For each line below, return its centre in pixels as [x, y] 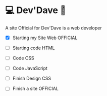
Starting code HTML [34, 48]
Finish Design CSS [32, 78]
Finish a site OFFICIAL [36, 89]
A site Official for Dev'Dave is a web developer [54, 28]
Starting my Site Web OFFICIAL [45, 38]
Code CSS [23, 58]
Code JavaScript [30, 68]
